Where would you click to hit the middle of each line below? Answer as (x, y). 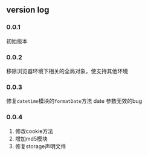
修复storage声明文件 (40, 146)
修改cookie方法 (34, 131)
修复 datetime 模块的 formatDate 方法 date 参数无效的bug (74, 101)
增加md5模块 (31, 138)
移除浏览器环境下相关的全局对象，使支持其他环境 (67, 71)
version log (28, 10)
